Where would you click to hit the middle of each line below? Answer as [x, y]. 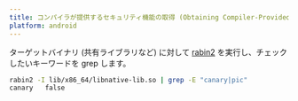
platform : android [43, 26]
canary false [37, 88]
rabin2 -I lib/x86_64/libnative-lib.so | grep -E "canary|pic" [129, 80]
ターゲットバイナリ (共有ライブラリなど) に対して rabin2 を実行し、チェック [149, 52]
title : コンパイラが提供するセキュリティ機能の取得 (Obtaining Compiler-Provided [150, 17]
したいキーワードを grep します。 [70, 63]
